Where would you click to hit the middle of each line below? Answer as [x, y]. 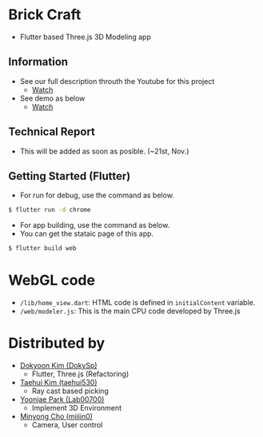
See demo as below [52, 98]
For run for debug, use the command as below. [97, 195]
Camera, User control [67, 425]
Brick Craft [45, 15]
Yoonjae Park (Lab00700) [62, 399]
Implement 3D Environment [77, 408]
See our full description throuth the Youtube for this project [117, 81]
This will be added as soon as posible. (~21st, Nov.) [104, 151]
